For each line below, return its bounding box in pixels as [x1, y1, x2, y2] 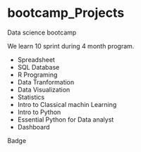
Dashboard [17, 122, 51, 131]
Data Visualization [17, 85, 70, 94]
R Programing [17, 70, 58, 79]
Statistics [17, 93, 45, 101]
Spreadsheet [17, 55, 55, 64]
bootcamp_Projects [7, 5, 125, 21]
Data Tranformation [17, 77, 75, 86]
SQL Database [17, 63, 60, 71]
